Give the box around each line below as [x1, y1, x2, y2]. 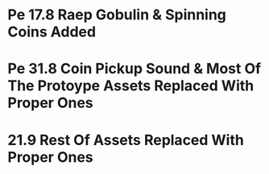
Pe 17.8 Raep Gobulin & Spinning [7, 6, 227, 24]
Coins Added [7, 23, 97, 41]
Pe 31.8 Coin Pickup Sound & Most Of [7, 60, 262, 78]
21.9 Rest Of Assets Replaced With [7, 130, 245, 149]
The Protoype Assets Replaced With [7, 77, 255, 95]
